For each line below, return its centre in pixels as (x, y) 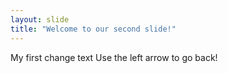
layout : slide (40, 19)
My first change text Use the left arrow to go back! (114, 57)
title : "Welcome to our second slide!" (93, 29)
